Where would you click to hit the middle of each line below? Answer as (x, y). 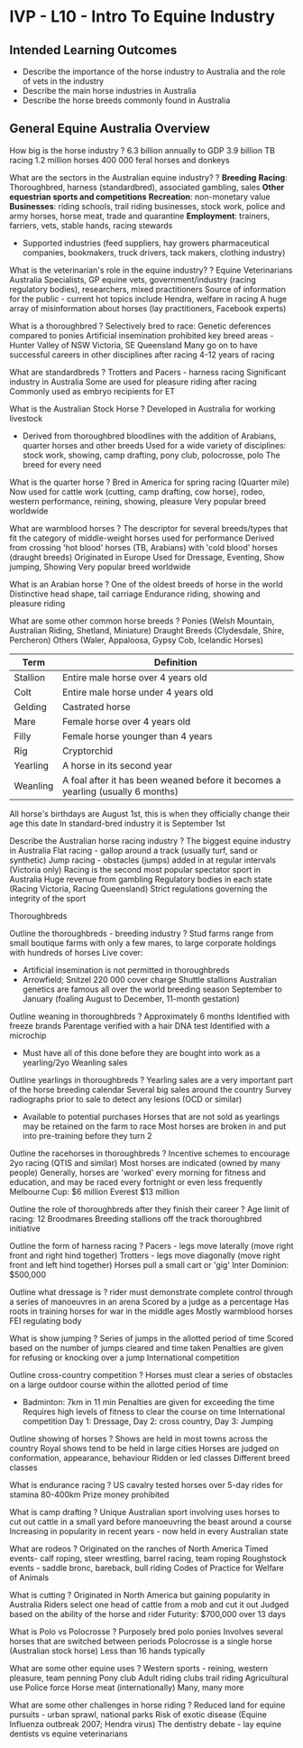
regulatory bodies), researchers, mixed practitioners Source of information (147, 289)
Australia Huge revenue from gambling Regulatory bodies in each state (141, 879)
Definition (176, 662)
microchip (28, 1035)
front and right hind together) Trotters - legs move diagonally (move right (145, 1255)
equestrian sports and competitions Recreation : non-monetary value (140, 197)
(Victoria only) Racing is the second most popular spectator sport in (135, 869)
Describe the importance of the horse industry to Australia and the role (154, 71)
